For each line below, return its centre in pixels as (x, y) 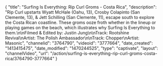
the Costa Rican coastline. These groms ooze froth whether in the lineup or (81, 22)
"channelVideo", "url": (27, 53)
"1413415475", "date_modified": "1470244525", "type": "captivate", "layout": (82, 48)
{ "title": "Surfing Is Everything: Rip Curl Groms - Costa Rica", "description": (81, 7)
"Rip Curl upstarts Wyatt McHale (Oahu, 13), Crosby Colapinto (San (72, 12)
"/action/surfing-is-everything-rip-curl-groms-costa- (104, 53)
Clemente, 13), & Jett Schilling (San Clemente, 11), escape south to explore (80, 17)
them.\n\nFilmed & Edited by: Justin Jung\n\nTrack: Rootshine (67, 33)
